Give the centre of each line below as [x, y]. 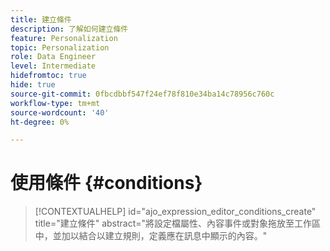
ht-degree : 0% [40, 122]
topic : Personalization [60, 47]
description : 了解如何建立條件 [69, 29]
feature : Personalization [64, 38]
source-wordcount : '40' [60, 112]
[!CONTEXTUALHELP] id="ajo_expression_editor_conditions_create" [175, 212]
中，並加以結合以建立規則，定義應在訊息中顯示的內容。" [151, 236]
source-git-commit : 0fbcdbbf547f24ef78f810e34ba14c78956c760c [142, 94]
